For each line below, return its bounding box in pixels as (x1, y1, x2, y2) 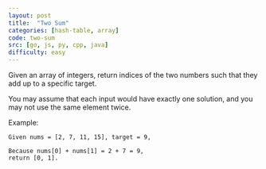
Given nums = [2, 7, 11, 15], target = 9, (8, 133, 151, 141)
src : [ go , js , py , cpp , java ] (8, 41, 109, 49)
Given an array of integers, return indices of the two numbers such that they (8, 71, 258, 79)
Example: (8, 118, 39, 127)
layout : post (8, 11, 52, 20)
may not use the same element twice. (8, 102, 131, 112)
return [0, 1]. (8, 154, 59, 162)
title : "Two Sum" (8, 19, 69, 27)
